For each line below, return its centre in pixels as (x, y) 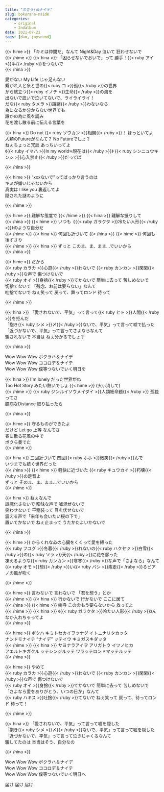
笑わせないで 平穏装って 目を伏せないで (45, 510)
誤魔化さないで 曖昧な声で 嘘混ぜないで (45, 504)
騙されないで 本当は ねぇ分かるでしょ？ (45, 337)
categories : (17, 19)
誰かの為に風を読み (24, 116)
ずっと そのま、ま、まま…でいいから (42, 482)
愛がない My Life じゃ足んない (35, 79)
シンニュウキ (146, 151)
